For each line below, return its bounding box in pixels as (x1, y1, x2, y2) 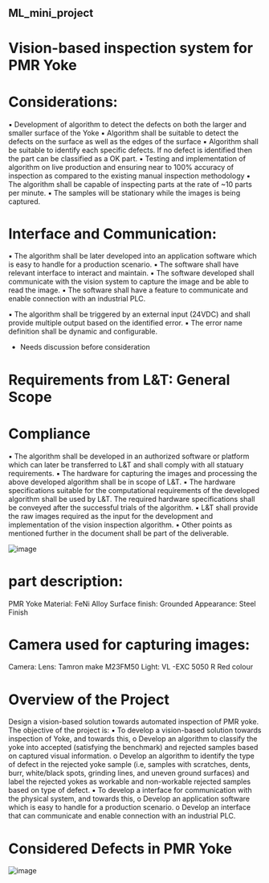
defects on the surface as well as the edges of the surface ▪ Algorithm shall (8, 136, 259, 146)
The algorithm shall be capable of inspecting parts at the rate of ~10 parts (8, 179, 253, 189)
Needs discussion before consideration (19, 342, 150, 352)
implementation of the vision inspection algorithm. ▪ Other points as (8, 520, 233, 529)
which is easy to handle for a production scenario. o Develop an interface (8, 802, 251, 812)
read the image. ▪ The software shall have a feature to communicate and (8, 285, 249, 295)
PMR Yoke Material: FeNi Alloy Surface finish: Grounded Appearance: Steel (8, 599, 256, 608)
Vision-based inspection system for (8, 39, 254, 57)
